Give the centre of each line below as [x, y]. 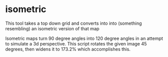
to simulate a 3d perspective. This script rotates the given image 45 [76, 43]
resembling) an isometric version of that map [52, 28]
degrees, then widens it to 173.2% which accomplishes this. [68, 49]
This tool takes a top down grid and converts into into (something [74, 23]
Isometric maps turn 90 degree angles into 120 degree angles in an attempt [84, 38]
